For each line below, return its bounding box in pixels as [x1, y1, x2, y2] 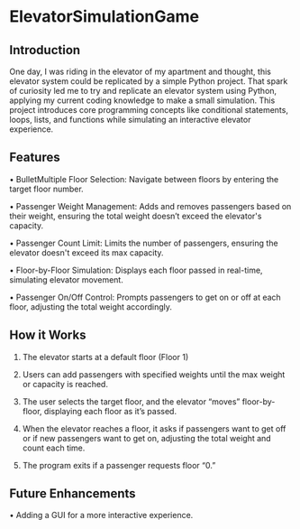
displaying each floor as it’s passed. [43, 405, 177, 416]
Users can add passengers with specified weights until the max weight [22, 368, 286, 380]
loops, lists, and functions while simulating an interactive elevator [9, 115, 251, 125]
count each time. [22, 442, 86, 453]
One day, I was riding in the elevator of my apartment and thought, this [9, 66, 272, 77]
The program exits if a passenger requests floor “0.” [22, 459, 216, 470]
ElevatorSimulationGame [9, 6, 200, 27]
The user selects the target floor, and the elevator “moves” [22, 395, 241, 407]
